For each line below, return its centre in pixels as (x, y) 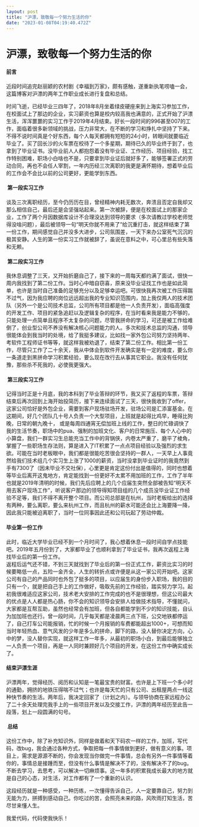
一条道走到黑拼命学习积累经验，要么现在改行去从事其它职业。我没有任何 (94, 358)
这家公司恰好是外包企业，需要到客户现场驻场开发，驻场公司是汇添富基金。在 (99, 409)
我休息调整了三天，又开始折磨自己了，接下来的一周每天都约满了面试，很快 (97, 276)
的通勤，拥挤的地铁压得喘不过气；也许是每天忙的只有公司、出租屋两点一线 (97, 689)
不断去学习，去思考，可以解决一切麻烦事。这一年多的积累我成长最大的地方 (97, 771)
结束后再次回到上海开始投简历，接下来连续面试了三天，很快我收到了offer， (98, 401)
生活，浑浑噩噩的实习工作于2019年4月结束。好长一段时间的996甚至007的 (96, 121)
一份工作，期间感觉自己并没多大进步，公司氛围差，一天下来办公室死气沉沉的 (99, 232)
